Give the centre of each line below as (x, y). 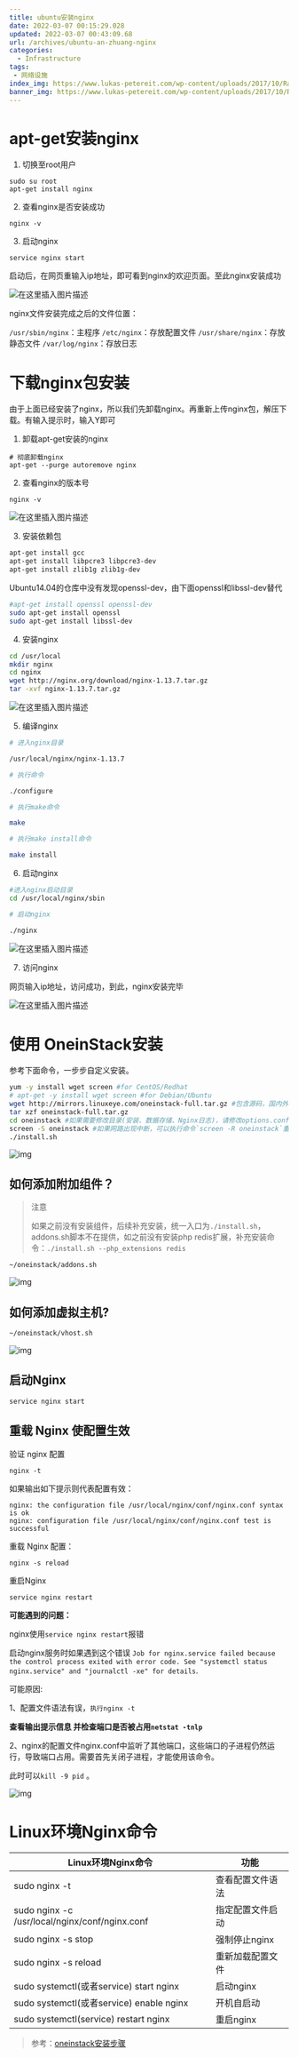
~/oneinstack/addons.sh (53, 1265)
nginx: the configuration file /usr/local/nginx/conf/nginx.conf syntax (146, 1505)
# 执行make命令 (35, 807)
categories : (31, 51)
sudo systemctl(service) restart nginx (92, 2019)
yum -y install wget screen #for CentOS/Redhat (99, 1088)
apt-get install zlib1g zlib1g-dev (75, 570)
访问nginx (40, 967)
